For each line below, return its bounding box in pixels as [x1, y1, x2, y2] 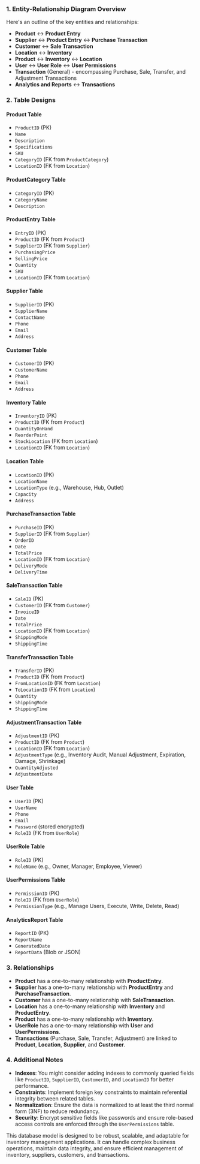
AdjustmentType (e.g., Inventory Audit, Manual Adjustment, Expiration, [14, 751, 186, 758]
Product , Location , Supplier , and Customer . [14, 1041, 126, 1048]
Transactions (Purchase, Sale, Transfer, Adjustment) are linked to [14, 1035, 177, 1042]
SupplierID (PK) [14, 301, 54, 308]
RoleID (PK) [14, 856, 44, 863]
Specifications [14, 144, 53, 150]
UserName [14, 805, 37, 811]
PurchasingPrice [14, 249, 56, 255]
